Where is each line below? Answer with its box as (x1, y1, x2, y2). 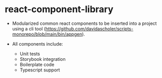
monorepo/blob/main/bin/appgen (12, 31, 83, 37)
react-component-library (5, 4, 114, 15)
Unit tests (19, 51, 40, 57)
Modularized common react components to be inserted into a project (12, 20, 157, 26)
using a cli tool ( (12, 25, 46, 31)
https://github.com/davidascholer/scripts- (45, 25, 133, 31)
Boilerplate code (19, 61, 55, 67)
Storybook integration (19, 56, 66, 62)
